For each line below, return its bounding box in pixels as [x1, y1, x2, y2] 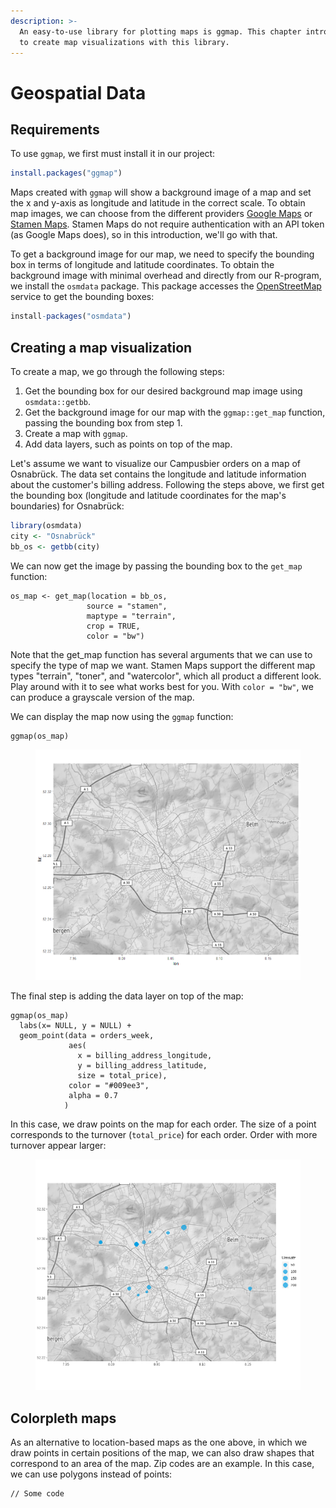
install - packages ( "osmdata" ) [10, 311, 132, 322]
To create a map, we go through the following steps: [10, 365, 225, 377]
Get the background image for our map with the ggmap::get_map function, [24, 406, 326, 418]
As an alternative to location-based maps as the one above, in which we [10, 1436, 308, 1449]
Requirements [10, 121, 100, 138]
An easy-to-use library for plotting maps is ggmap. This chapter [19, 26, 302, 37]
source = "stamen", [86, 601, 168, 611]
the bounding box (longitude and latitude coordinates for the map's [10, 489, 287, 501]
